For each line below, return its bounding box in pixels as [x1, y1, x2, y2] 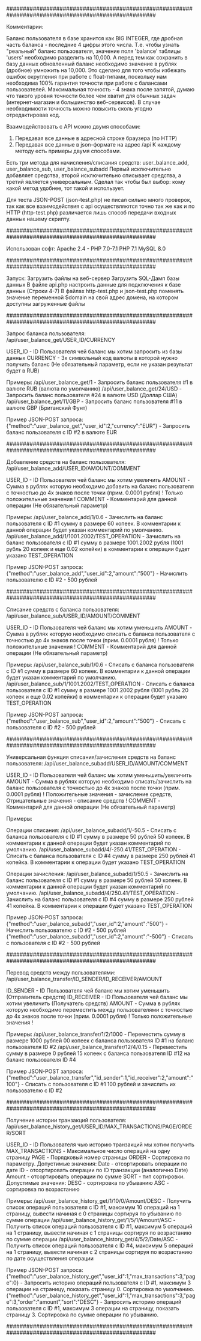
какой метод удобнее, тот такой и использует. [6, 184, 125, 192]
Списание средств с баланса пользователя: [6, 606, 120, 613]
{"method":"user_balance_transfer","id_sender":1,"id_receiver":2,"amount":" [6, 1074, 194, 1081]
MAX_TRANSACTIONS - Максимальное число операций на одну [6, 1148, 170, 1154]
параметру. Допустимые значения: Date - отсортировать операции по [6, 1160, 188, 1167]
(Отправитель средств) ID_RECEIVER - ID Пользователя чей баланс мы [6, 994, 188, 1000]
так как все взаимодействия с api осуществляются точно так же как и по [6, 202, 195, 210]
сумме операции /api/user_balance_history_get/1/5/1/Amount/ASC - [6, 1217, 176, 1223]
